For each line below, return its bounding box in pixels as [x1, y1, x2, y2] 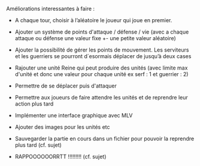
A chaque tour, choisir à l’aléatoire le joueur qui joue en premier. [14, 17, 172, 23]
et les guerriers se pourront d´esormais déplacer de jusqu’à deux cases [14, 53, 192, 59]
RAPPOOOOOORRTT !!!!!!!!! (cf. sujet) [14, 153, 107, 160]
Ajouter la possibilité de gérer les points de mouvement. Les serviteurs [14, 46, 189, 53]
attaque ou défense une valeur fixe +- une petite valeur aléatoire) [14, 35, 177, 41]
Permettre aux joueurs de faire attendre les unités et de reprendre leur [14, 94, 189, 101]
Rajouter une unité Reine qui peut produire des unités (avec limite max [14, 64, 188, 71]
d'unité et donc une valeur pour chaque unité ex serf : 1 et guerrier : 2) [14, 71, 189, 77]
